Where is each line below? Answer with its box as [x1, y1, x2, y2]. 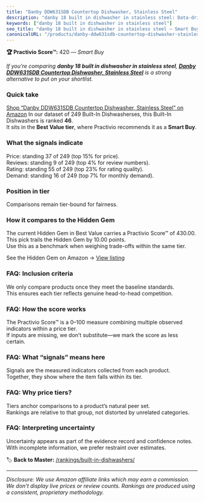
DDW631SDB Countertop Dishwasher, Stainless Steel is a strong [6, 69, 172, 76]
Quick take [6, 90, 39, 99]
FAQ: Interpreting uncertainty [6, 424, 95, 432]
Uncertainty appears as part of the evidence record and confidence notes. [6, 437, 193, 444]
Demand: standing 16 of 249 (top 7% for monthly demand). [6, 172, 154, 179]
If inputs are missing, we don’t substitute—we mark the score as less [6, 331, 178, 338]
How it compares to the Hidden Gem [6, 216, 115, 224]
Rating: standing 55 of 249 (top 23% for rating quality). [6, 165, 144, 173]
